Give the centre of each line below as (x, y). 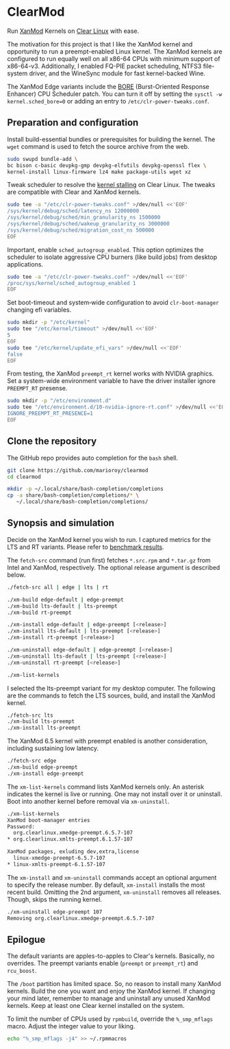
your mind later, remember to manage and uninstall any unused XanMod (109, 998)
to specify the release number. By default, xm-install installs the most (106, 885)
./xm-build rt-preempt (39, 613)
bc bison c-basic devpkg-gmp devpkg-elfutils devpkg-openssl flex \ (107, 165)
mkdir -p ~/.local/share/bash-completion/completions (86, 489)
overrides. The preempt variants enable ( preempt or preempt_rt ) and (103, 963)
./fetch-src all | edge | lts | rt (58, 587)
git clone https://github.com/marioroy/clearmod (78, 470)
